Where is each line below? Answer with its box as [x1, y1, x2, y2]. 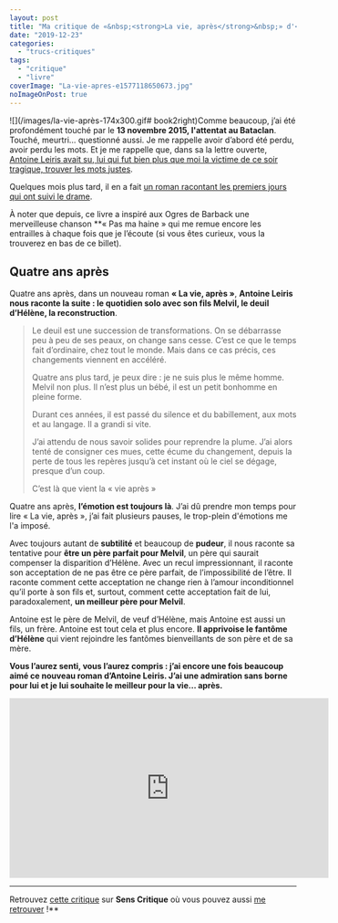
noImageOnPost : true [9, 89, 88, 99]
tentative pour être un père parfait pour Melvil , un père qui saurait [9, 548, 260, 559]
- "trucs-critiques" [17, 47, 96, 57]
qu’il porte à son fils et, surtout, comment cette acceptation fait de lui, [9, 586, 271, 598]
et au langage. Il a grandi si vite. [31, 419, 152, 430]
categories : [9, 38, 55, 48]
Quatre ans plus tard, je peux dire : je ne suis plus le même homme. [31, 372, 285, 383]
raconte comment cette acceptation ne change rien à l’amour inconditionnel [9, 577, 294, 588]
